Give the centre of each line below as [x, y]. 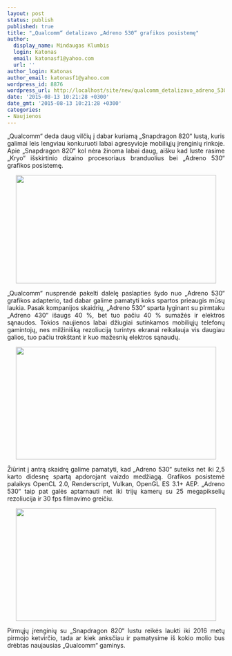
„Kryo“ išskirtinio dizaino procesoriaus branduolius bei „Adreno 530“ [116, 158]
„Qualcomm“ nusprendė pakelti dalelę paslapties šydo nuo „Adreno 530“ [116, 293]
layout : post [26, 13]
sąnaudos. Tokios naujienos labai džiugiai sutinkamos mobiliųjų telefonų [116, 322]
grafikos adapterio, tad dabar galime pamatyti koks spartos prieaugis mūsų [116, 300]
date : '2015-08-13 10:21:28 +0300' [58, 97]
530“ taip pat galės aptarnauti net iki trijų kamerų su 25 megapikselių [116, 491]
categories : [24, 110]
